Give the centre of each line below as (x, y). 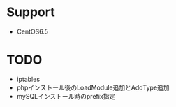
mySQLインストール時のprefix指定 (66, 96)
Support (31, 12)
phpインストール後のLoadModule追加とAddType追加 (93, 87)
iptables (28, 79)
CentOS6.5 (32, 31)
